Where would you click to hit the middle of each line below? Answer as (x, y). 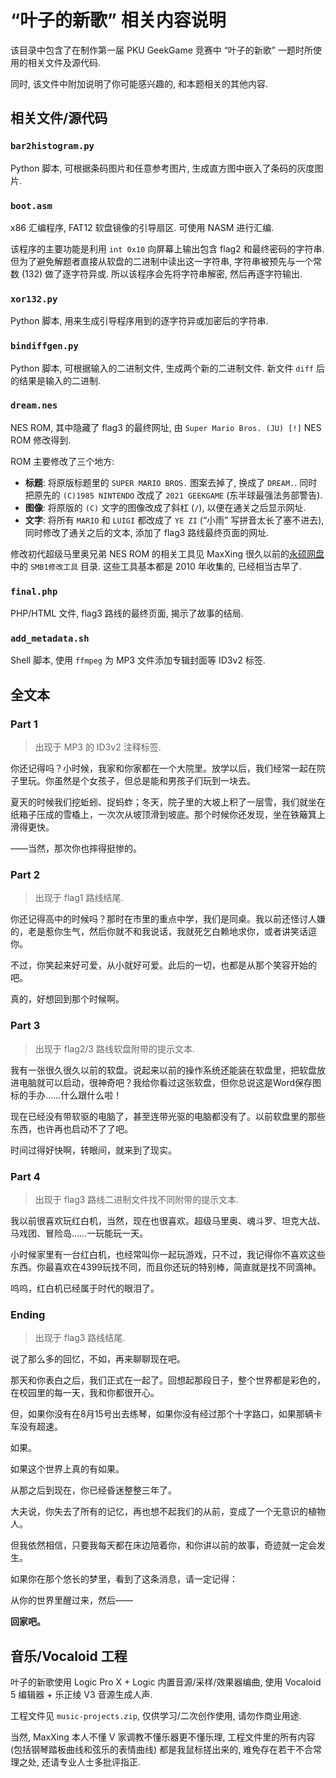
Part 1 (24, 724)
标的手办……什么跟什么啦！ (66, 1095)
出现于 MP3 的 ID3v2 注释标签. (98, 747)
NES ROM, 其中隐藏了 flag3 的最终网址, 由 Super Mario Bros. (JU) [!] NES (166, 427)
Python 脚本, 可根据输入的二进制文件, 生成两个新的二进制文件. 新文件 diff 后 (167, 368)
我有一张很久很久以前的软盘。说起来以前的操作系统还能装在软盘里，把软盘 (163, 1070)
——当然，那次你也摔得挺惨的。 (76, 848)
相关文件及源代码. (64, 62)
